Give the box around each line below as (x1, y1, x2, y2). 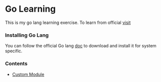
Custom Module (12, 71, 45, 77)
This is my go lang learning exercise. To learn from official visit (5, 20, 131, 25)
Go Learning (5, 3, 56, 15)
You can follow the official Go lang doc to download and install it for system (5, 43, 157, 49)
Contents (5, 60, 28, 67)
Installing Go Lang (5, 32, 49, 39)
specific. (5, 48, 23, 54)
